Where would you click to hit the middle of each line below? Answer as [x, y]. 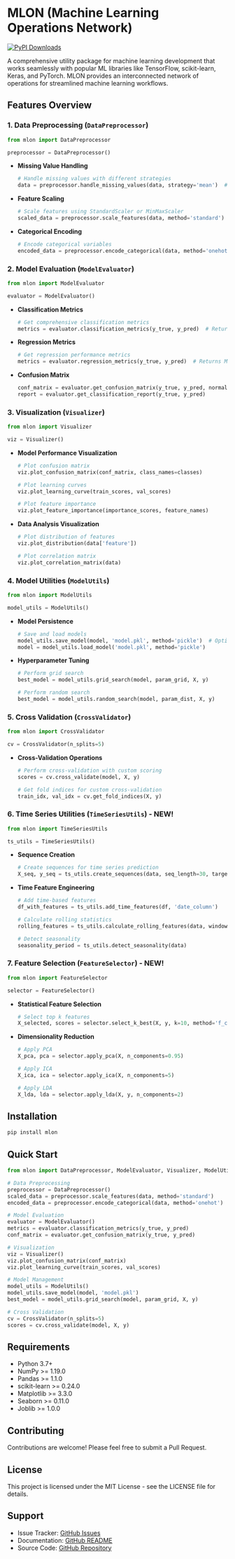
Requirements [38, 1347]
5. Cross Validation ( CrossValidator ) [69, 717]
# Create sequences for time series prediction [88, 868]
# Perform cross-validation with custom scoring [90, 770]
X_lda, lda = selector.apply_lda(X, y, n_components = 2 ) [100, 1095]
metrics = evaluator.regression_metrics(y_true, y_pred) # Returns [119, 362]
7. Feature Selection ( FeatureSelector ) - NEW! [86, 963]
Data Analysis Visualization [58, 524]
